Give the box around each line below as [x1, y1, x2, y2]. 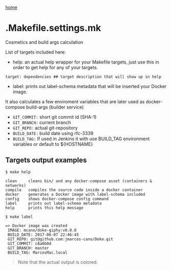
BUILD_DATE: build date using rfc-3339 [12, 130, 94, 136]
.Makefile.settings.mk [5, 22, 101, 34]
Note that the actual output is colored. [17, 259, 98, 265]
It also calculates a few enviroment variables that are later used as [5, 98, 145, 104]
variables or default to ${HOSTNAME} [12, 141, 93, 147]
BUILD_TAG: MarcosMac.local [7, 250, 68, 255]
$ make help [5, 169, 31, 174]
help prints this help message [5, 205, 83, 210]
